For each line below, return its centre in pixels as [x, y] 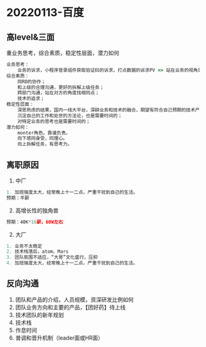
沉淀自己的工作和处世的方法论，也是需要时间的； [70, 116]
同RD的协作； [32, 81]
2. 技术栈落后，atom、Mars [37, 252]
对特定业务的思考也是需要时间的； [54, 121]
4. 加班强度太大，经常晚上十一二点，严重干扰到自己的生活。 [72, 263]
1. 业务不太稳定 [24, 246]
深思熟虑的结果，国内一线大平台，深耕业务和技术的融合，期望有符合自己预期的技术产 [109, 110]
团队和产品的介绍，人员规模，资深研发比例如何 [74, 299]
